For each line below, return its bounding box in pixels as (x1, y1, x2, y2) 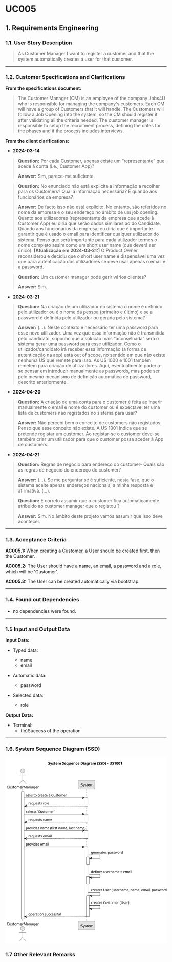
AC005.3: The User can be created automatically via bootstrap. (5, 578, 140, 585)
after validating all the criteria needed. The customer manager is (17, 117, 154, 123)
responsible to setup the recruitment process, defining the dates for (17, 123, 161, 129)
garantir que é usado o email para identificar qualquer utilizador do (17, 231, 159, 238)
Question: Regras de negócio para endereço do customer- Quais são (17, 461, 165, 467)
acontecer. (17, 519, 41, 525)
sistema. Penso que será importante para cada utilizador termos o (17, 237, 157, 243)
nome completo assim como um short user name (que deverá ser (17, 242, 156, 248)
